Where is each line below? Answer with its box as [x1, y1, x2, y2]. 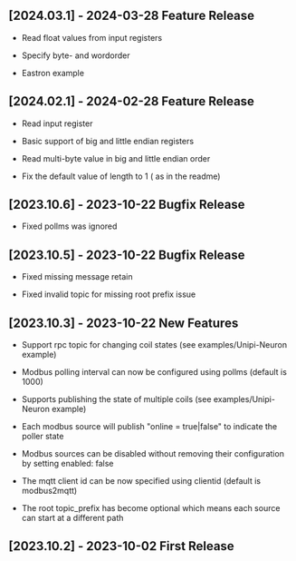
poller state [21, 431, 64, 442]
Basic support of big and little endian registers [21, 135, 195, 146]
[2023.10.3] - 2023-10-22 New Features [8, 315, 239, 330]
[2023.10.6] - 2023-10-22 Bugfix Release [8, 197, 245, 212]
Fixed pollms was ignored [21, 221, 118, 231]
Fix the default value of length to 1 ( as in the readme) [21, 171, 221, 182]
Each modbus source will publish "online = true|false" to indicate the [21, 421, 278, 432]
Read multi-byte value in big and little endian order [21, 153, 211, 163]
